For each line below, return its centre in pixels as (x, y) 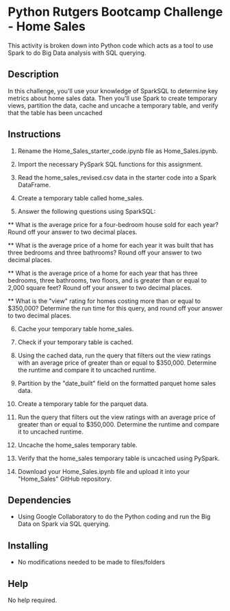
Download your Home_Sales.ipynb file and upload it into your (104, 471)
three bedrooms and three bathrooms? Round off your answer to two (105, 252)
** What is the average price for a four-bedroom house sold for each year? (113, 224)
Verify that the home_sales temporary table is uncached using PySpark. (118, 458)
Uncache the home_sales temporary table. (77, 445)
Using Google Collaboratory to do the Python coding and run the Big (114, 517)
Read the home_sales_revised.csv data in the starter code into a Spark (117, 177)
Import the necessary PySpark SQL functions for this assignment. (110, 164)
